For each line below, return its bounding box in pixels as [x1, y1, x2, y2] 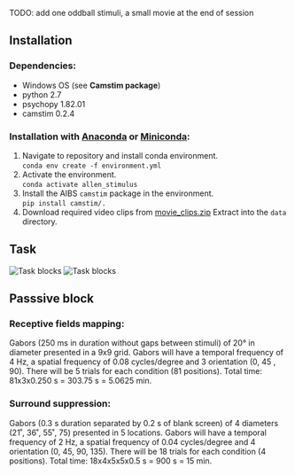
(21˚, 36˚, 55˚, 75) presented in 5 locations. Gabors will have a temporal [9, 427, 268, 438]
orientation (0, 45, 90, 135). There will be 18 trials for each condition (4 [9, 446, 267, 456]
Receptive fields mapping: [9, 318, 125, 331]
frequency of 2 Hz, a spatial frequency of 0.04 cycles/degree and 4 [9, 436, 256, 447]
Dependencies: [9, 59, 77, 72]
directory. [21, 216, 58, 227]
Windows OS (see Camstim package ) [21, 80, 161, 90]
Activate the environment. [21, 168, 117, 180]
